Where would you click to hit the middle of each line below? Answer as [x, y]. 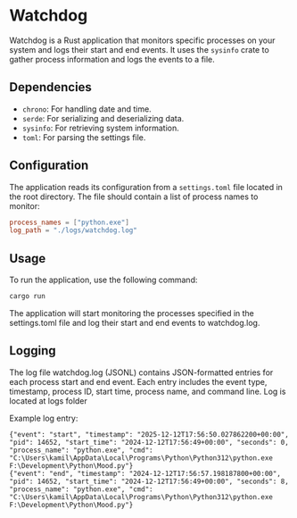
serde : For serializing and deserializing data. [103, 118]
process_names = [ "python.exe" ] [69, 222]
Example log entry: [44, 418]
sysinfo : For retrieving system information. [101, 128]
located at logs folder [48, 401]
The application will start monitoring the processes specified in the [132, 313]
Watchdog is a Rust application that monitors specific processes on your [142, 40]
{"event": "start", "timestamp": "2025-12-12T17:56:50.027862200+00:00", [149, 434]
